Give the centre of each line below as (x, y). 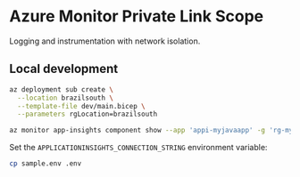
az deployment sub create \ (62, 89)
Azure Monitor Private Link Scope (137, 16)
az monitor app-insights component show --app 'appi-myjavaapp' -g (137, 131)
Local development (64, 69)
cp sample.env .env (46, 164)
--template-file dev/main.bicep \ (81, 106)
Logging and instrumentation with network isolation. (105, 41)
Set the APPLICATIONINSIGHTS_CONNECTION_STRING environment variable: (138, 148)
